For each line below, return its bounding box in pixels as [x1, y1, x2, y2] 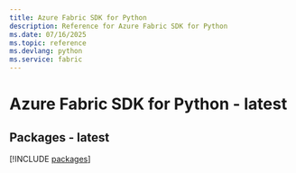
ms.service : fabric [9, 55, 83, 64]
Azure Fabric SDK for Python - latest [9, 94, 288, 114]
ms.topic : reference [9, 38, 88, 48]
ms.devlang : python [9, 47, 83, 56]
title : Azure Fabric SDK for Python [9, 13, 147, 23]
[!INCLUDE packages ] [9, 154, 91, 164]
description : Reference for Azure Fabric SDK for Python [9, 22, 228, 31]
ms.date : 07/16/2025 [9, 30, 88, 39]
